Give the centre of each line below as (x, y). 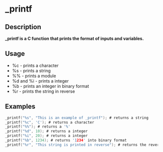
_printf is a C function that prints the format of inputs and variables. (74, 38)
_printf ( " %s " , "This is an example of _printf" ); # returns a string (77, 118)
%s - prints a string (31, 70)
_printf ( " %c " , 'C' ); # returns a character (50, 122)
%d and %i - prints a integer (40, 81)
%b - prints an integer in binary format (50, 86)
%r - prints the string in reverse (43, 91)
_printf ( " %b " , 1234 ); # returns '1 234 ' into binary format (66, 140)
